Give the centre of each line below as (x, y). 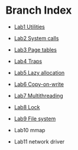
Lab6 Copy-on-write (39, 84)
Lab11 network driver (39, 141)
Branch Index (39, 10)
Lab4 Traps (28, 61)
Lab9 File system (35, 119)
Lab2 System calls (36, 38)
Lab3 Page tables (35, 50)
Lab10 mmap (30, 130)
